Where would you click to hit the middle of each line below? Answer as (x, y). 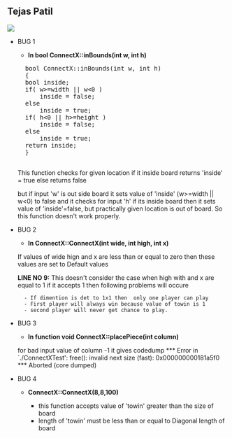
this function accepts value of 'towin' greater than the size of (126, 406)
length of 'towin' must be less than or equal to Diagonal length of (131, 421)
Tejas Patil (30, 12)
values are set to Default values (63, 264)
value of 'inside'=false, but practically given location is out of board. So (120, 209)
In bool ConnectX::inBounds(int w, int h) (87, 55)
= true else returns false (52, 180)
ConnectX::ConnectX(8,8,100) (73, 392)
